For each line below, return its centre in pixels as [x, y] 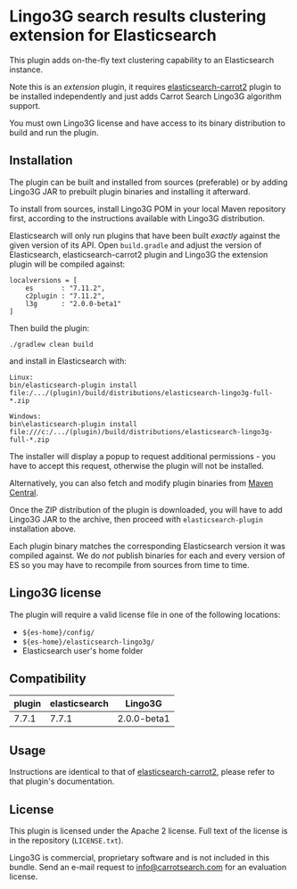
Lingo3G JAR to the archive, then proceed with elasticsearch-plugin [136, 519]
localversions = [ [43, 280]
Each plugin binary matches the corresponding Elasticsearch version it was [147, 546]
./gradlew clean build [51, 344]
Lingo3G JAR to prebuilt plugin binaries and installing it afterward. [130, 191]
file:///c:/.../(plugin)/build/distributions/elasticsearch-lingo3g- [141, 432]
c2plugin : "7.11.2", [65, 296]
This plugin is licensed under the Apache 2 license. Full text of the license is [148, 831]
